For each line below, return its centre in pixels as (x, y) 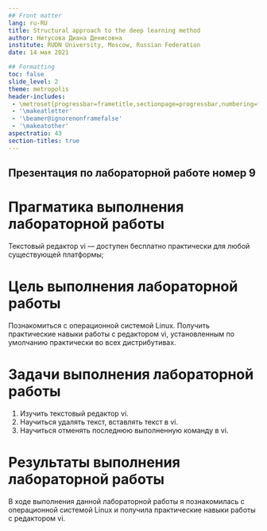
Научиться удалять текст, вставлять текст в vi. (99, 421)
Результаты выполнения (94, 463)
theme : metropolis (39, 89)
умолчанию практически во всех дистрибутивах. (92, 342)
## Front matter (35, 16)
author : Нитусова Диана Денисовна (66, 38)
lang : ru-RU (28, 23)
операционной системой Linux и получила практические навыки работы (132, 510)
